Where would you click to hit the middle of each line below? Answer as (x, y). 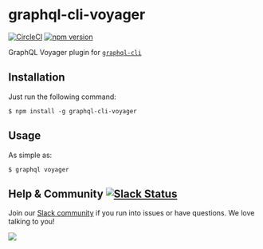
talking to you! (31, 222)
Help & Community (56, 194)
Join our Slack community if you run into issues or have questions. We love (131, 213)
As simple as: (30, 155)
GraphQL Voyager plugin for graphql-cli (75, 52)
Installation (37, 77)
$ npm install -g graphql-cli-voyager (73, 111)
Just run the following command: (63, 97)
